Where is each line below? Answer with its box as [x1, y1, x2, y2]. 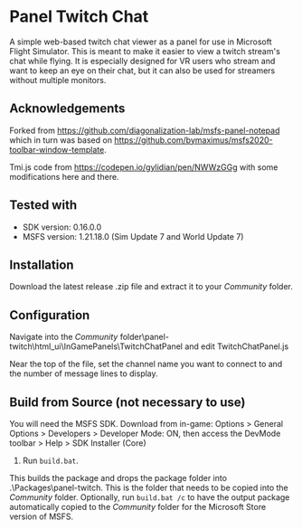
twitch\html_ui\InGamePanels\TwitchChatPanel [9, 341, 184, 352]
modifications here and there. [9, 171, 119, 182]
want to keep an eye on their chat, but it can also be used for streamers [9, 65, 276, 76]
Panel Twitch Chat [9, 6, 149, 27]
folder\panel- [119, 332, 170, 343]
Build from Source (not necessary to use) [9, 394, 246, 410]
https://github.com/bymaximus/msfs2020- [114, 134, 273, 146]
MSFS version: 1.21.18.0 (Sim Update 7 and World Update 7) [22, 231, 244, 241]
